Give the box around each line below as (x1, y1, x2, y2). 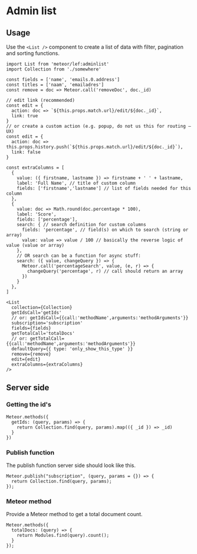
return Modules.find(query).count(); (17, 533, 110, 539)
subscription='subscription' (11, 320, 83, 326)
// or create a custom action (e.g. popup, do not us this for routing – (6, 123, 192, 129)
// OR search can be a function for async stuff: (17, 253, 142, 259)
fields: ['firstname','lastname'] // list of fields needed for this (17, 185, 192, 191)
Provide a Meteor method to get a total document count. (6, 511, 143, 518)
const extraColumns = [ (6, 165, 65, 170)
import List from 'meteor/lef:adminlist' (6, 61, 110, 67)
